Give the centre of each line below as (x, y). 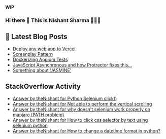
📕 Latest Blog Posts (36, 36)
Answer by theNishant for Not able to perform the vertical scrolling (82, 104)
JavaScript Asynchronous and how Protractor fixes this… (72, 65)
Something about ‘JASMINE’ (42, 71)
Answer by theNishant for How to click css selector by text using (80, 120)
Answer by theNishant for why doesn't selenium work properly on (81, 110)
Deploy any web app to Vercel (44, 49)
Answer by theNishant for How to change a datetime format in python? (87, 131)
